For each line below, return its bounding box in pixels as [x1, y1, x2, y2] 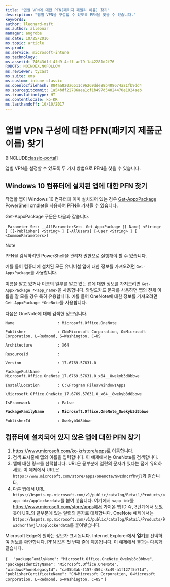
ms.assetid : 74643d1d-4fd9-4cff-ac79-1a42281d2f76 [5, 59, 115, 64]
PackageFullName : [5, 369, 60, 374]
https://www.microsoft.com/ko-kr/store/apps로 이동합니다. [12, 447, 134, 454]
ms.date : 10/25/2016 [5, 36, 49, 41]
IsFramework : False [5, 400, 74, 405]
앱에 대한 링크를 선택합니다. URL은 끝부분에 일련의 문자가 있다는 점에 [12, 460, 149, 466]
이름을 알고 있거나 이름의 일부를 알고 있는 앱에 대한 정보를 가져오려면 [5, 280, 141, 287]
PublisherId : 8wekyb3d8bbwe [5, 418, 92, 423]
